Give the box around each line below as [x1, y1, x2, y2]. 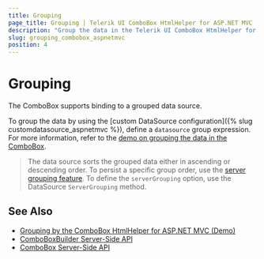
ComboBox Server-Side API [19, 242, 111, 252]
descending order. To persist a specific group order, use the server [27, 165, 247, 175]
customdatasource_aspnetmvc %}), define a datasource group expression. [8, 125, 251, 134]
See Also [8, 205, 53, 218]
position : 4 [8, 41, 47, 49]
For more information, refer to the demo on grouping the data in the [8, 133, 228, 143]
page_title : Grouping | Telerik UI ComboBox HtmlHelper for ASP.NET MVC [8, 19, 253, 27]
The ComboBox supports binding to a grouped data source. [8, 101, 202, 111]
